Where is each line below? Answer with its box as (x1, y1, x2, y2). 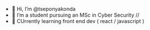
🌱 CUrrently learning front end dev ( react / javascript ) (11, 18, 145, 24)
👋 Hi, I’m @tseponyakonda (11, 6, 76, 12)
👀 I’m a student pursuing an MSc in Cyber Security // (11, 12, 140, 18)
